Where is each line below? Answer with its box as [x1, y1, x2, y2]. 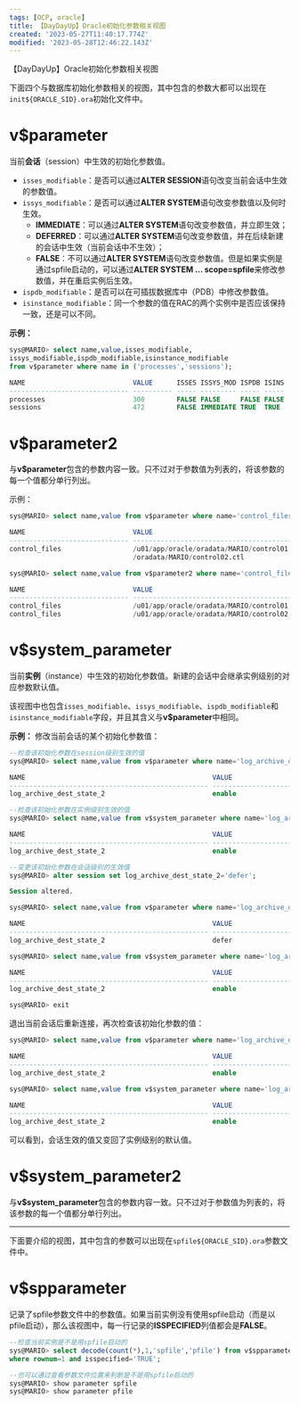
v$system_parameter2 [9, 1166, 182, 1186]
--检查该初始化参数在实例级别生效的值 [9, 806, 131, 814]
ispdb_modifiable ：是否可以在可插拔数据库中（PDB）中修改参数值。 [21, 286, 274, 297]
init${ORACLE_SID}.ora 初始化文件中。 [9, 94, 149, 104]
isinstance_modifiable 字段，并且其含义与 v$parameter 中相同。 [9, 711, 244, 723]
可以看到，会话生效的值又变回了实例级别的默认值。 [9, 1135, 197, 1145]
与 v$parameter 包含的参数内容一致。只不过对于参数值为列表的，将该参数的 [9, 464, 285, 475]
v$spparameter [9, 1278, 127, 1299]
